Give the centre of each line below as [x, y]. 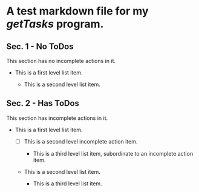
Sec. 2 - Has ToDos [43, 103]
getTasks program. [55, 24]
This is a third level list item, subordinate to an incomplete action [113, 153]
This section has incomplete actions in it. [57, 118]
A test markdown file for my [77, 11]
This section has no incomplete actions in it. [61, 61]
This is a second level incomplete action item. [81, 141]
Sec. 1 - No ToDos [40, 46]
